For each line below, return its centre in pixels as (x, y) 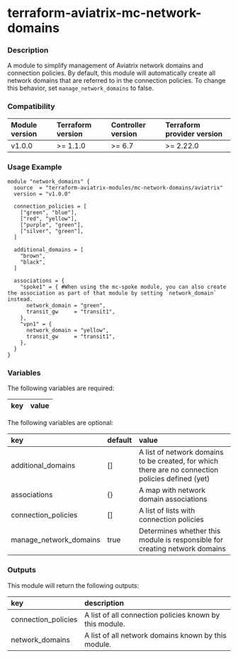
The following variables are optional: (60, 423)
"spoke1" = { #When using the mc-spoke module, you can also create (123, 287)
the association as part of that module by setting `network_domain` (112, 293)
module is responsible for (181, 540)
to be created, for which (178, 461)
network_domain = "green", (66, 306)
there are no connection (178, 470)
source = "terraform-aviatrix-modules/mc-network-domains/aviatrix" (118, 188)
